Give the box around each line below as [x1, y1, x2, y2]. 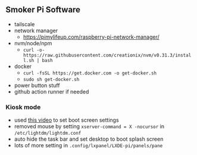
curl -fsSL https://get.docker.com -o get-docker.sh [23, 70, 157, 76]
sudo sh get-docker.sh [23, 76, 80, 82]
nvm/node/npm [14, 39, 52, 46]
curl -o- [23, 47, 45, 53]
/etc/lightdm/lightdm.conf [14, 131, 82, 137]
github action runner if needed [14, 88, 89, 95]
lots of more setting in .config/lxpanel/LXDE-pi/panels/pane [14, 142, 163, 149]
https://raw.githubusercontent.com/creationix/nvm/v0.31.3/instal [23, 52, 192, 58]
